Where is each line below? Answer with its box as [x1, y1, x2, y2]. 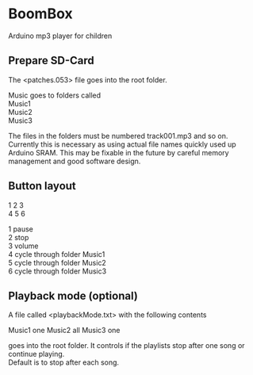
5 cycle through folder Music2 [8, 258, 107, 267]
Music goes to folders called [8, 90, 102, 100]
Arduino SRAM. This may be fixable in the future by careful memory [8, 147, 229, 157]
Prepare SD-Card [8, 54, 95, 67]
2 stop [8, 232, 29, 242]
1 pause [8, 224, 34, 234]
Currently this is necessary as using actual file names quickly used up [8, 140, 236, 149]
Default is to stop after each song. [8, 358, 120, 367]
